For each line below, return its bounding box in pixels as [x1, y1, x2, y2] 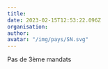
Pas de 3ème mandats [7, 55, 72, 63]
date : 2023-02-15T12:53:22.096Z [7, 17, 101, 24]
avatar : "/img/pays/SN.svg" [7, 36, 89, 43]
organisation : [7, 23, 49, 30]
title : [7, 10, 26, 17]
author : [7, 29, 30, 37]
